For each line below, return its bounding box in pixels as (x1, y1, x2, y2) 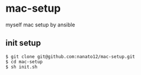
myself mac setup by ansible (5, 21, 76, 28)
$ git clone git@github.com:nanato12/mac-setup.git (5, 53, 135, 60)
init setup (5, 38, 41, 48)
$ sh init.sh (5, 64, 38, 70)
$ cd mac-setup (5, 59, 43, 64)
